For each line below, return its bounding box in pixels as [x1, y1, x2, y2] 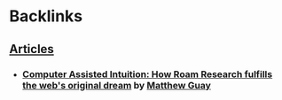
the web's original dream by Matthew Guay [21, 79, 211, 91]
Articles [9, 42, 55, 57]
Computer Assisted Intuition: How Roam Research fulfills [21, 68, 273, 81]
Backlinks [9, 6, 83, 27]
